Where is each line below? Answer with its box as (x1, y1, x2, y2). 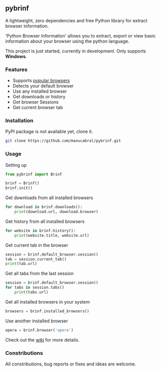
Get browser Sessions (12, 99, 59, 105)
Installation (5, 117, 34, 124)
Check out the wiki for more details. (5, 337, 79, 343)
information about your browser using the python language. (5, 38, 130, 44)
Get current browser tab (12, 104, 63, 110)
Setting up (5, 162, 27, 168)
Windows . (5, 53, 27, 59)
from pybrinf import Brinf (5, 172, 62, 177)
